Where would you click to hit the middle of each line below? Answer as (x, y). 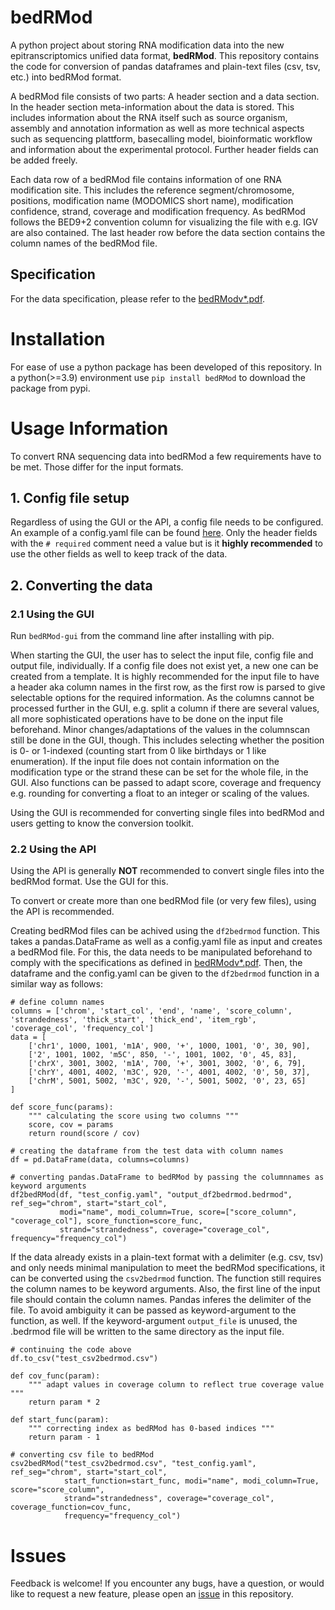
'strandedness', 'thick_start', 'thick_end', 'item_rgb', (133, 1020)
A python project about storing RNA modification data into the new (147, 45)
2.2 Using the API (53, 849)
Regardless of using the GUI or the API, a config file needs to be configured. (167, 522)
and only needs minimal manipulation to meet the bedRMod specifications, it (168, 1268)
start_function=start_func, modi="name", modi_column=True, (191, 1481)
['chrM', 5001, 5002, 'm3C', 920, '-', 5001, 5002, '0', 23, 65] (167, 1081)
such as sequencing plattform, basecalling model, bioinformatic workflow (161, 138)
